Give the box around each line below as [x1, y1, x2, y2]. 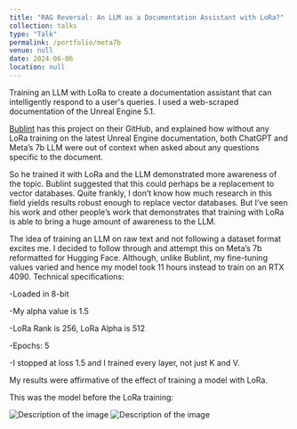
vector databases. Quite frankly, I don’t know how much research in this [9, 188, 273, 198]
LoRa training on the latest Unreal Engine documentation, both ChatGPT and [9, 133, 289, 143]
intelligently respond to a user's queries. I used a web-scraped [9, 96, 239, 107]
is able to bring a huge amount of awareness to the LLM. [9, 215, 216, 227]
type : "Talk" [9, 29, 58, 38]
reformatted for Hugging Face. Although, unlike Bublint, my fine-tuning [9, 252, 269, 263]
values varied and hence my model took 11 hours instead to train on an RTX [9, 262, 285, 272]
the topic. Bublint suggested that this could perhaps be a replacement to [9, 178, 275, 189]
